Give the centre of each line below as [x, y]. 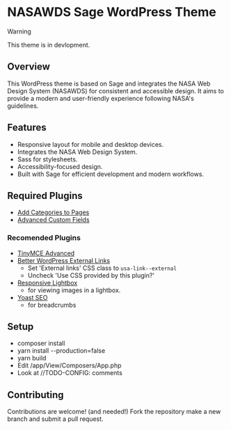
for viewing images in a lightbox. [74, 290]
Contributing [35, 395]
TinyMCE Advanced [46, 253]
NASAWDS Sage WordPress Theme [112, 12]
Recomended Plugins [44, 238]
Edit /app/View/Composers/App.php [69, 365]
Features [27, 128]
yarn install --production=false [61, 351]
